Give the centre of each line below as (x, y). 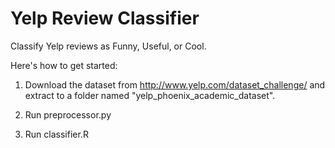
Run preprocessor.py (68, 114)
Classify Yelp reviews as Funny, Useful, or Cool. (108, 46)
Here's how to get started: (64, 65)
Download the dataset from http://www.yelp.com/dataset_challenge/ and (175, 84)
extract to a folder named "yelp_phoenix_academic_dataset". (150, 95)
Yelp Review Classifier (105, 18)
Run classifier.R (56, 134)
